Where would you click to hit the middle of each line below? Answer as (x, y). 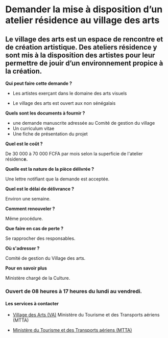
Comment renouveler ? (30, 209)
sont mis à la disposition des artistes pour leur (80, 55)
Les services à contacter (32, 303)
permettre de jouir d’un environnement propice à (84, 63)
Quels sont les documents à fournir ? (45, 113)
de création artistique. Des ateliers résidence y (81, 47)
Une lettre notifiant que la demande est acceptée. (57, 179)
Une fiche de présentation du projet (50, 134)
